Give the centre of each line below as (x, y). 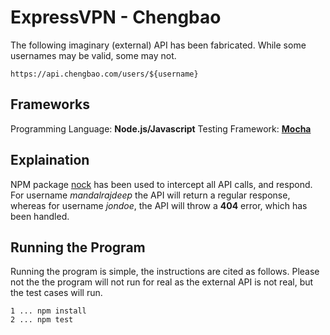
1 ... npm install (48, 311)
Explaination (50, 160)
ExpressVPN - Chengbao (116, 17)
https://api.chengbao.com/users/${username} (104, 74)
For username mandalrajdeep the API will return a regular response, (150, 195)
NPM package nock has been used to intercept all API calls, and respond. (161, 184)
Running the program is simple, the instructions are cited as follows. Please (165, 272)
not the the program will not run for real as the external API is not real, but (162, 282)
